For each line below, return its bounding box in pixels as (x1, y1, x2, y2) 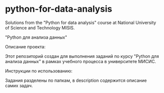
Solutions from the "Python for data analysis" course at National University (5, 20, 156, 25)
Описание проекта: (5, 44, 46, 49)
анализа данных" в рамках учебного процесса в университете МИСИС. (5, 58, 156, 64)
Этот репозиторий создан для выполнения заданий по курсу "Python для (5, 53, 159, 59)
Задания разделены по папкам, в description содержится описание (5, 77, 147, 83)
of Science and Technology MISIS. (5, 24, 75, 30)
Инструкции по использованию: (5, 68, 73, 74)
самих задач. (5, 82, 33, 89)
